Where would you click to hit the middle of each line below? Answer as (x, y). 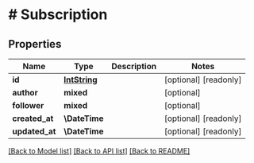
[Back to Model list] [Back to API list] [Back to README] (99, 151)
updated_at (34, 131)
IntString (80, 80)
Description (134, 66)
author (25, 93)
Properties (35, 44)
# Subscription (58, 15)
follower (28, 105)
